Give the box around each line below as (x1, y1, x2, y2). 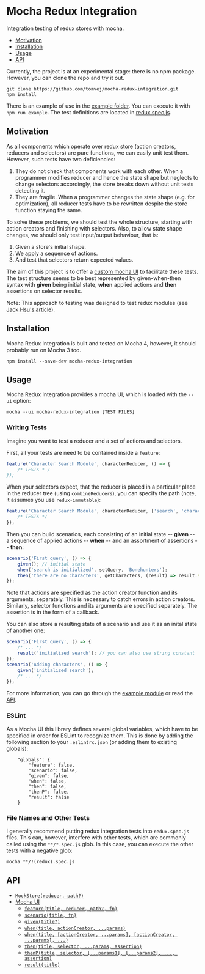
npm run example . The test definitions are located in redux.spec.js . (6, 108, 172, 116)
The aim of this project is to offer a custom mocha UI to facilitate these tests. (6, 268, 199, 275)
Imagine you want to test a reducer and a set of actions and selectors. (6, 437, 182, 445)
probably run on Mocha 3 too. (6, 346, 81, 353)
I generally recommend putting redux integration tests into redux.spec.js (6, 827, 190, 835)
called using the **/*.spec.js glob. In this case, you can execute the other (6, 840, 194, 847)
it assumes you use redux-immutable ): (6, 496, 101, 504)
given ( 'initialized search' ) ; (17, 667, 95, 673)
